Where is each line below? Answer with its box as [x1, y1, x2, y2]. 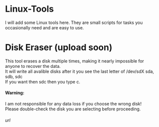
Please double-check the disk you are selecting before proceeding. [5, 106, 141, 112]
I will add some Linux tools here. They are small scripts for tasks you [5, 20, 143, 25]
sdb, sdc [5, 73, 23, 79]
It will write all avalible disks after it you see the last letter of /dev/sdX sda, [5, 68, 154, 74]
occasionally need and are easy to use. [5, 24, 84, 30]
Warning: [5, 90, 24, 96]
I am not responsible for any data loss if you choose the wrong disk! [5, 101, 142, 107]
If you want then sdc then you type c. [5, 79, 81, 85]
